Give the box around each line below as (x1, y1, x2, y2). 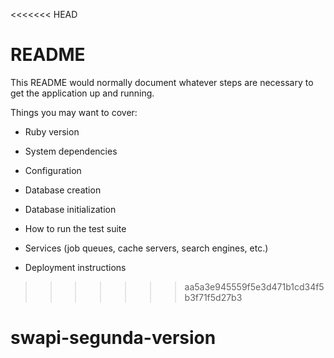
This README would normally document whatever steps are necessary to (10, 76, 314, 88)
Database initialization (24, 203, 117, 215)
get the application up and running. (10, 87, 155, 99)
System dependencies (24, 145, 118, 157)
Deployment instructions (24, 261, 127, 273)
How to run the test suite (24, 222, 127, 234)
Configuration (24, 164, 82, 176)
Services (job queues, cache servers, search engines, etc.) (24, 242, 269, 254)
